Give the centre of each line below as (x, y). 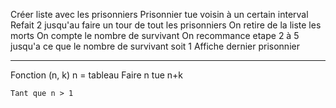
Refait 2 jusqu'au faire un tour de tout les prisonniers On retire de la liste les (166, 25)
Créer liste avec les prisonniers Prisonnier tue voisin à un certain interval (159, 14)
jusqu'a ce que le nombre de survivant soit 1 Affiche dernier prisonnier (155, 46)
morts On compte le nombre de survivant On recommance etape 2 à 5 (155, 35)
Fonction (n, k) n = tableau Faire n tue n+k (96, 75)
